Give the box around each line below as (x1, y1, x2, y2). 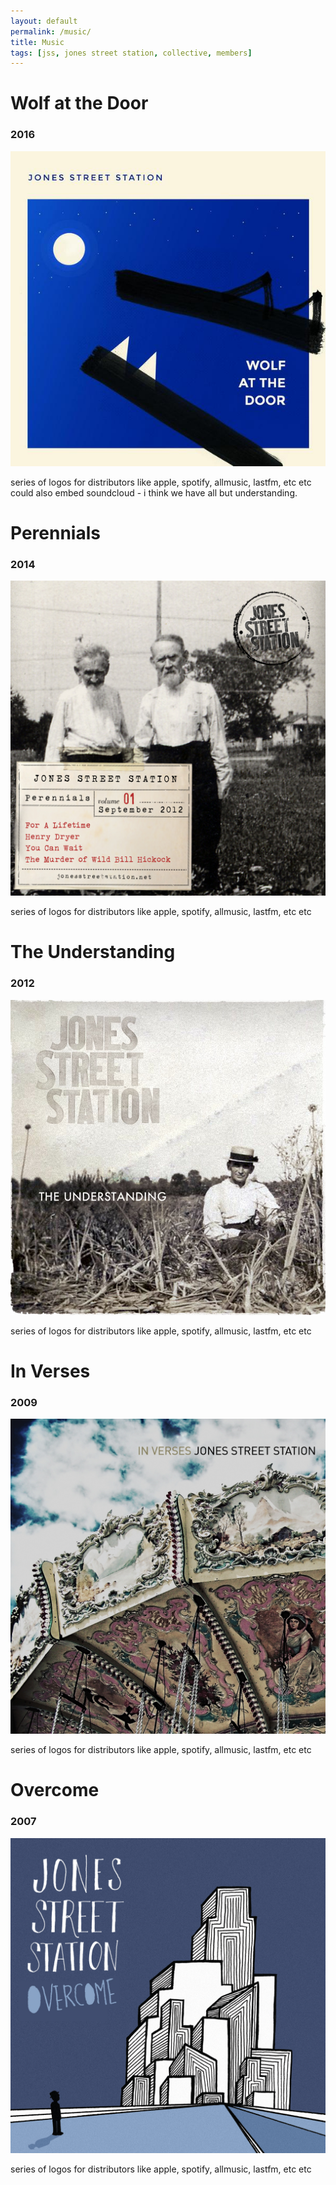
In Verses (10, 1360, 91, 1382)
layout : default (10, 16, 78, 26)
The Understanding (10, 941, 176, 964)
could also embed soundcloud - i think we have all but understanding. (10, 486, 298, 499)
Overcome (10, 1779, 100, 1802)
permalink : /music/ (10, 26, 92, 37)
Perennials (10, 521, 101, 544)
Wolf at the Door (10, 92, 149, 115)
